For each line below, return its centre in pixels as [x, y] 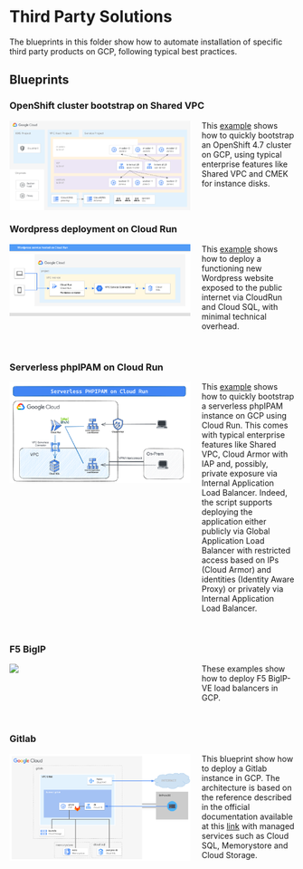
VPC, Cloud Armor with [245, 454]
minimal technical [234, 316]
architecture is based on [247, 787]
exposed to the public [242, 287]
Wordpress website [238, 277]
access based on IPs [241, 560]
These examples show [244, 669]
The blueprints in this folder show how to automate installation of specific [146, 42]
